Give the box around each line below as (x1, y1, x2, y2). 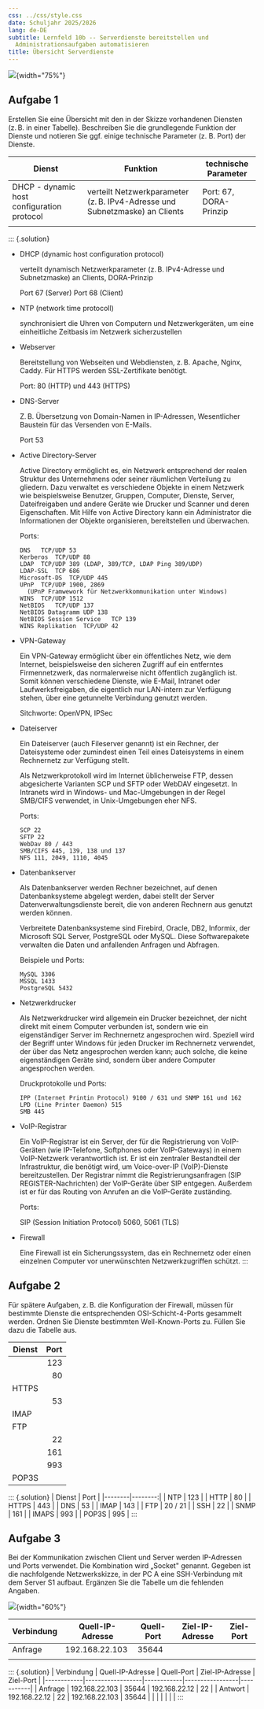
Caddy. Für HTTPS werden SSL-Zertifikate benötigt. (19, 365, 188, 375)
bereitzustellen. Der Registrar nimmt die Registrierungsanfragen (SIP (19, 1170, 242, 1179)
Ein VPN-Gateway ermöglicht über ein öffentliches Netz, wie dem (19, 651, 232, 660)
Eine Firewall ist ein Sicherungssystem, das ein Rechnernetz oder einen (19, 1248, 251, 1257)
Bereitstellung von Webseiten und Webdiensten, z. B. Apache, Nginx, (19, 357, 242, 367)
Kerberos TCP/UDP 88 (19, 553, 90, 561)
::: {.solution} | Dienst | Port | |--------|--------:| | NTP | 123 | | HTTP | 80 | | (8, 1493, 251, 1502)
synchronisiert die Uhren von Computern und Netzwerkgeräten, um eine (19, 318, 254, 327)
